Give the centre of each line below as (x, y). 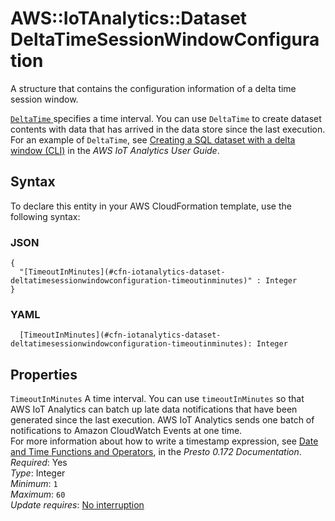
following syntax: (45, 216)
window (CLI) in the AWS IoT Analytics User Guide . (115, 150)
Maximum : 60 (38, 494)
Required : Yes (39, 463)
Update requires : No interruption (77, 505)
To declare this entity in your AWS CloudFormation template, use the (151, 206)
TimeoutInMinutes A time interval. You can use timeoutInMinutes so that (157, 399)
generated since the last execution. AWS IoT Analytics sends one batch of (162, 420)
